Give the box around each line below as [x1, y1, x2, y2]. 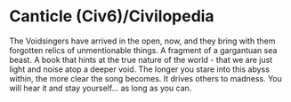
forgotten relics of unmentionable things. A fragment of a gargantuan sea [9, 44, 278, 55]
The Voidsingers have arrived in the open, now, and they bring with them [9, 35, 276, 46]
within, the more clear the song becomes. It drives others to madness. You [9, 73, 283, 83]
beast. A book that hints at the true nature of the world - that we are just [9, 54, 273, 65]
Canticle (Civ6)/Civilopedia [9, 6, 215, 27]
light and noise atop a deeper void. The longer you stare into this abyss [9, 64, 270, 75]
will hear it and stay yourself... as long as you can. [9, 82, 192, 93]
